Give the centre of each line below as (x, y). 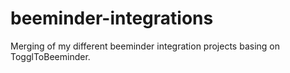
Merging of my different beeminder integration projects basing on (145, 46)
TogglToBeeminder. (50, 56)
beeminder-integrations (112, 18)
